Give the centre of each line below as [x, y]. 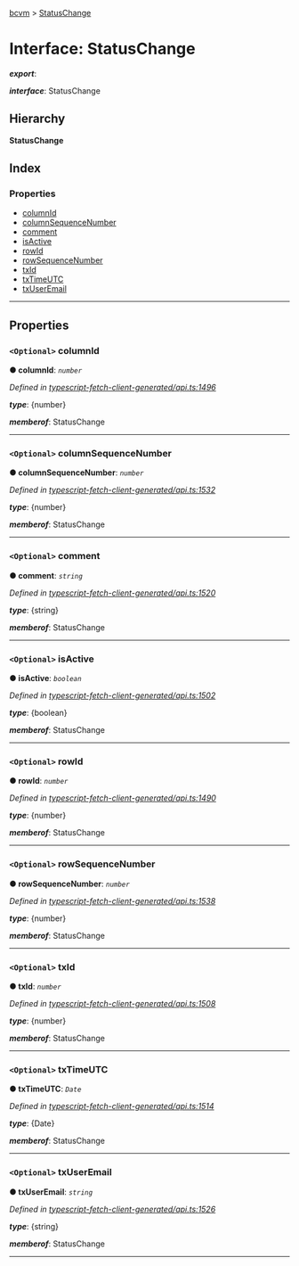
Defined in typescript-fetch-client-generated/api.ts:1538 [113, 900]
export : [23, 73]
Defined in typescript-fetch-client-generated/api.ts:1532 [113, 490]
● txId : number [36, 986]
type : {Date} [32, 1123]
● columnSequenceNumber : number [77, 473]
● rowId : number [39, 781]
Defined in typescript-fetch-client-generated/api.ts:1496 [113, 388]
